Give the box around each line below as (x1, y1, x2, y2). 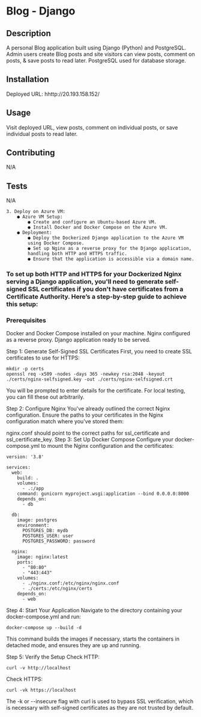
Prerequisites (6, 316, 46, 324)
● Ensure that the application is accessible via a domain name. (28, 256, 195, 262)
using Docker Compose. (28, 240, 85, 246)
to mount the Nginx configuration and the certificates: (41, 442, 174, 450)
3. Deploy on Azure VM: (6, 209, 66, 215)
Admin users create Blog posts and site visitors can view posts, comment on (6, 51, 195, 58)
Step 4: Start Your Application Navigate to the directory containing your (6, 607, 183, 614)
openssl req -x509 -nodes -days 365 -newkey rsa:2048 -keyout (6, 371, 165, 377)
